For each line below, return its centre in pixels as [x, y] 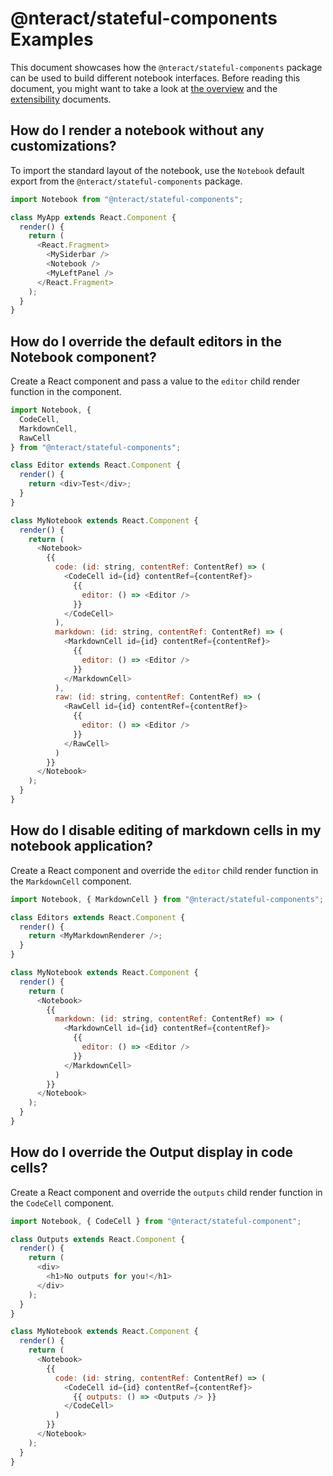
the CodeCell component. [62, 1203]
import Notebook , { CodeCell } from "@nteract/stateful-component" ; [156, 1221]
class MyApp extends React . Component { [93, 217]
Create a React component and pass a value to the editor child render [155, 381]
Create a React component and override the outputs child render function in [166, 1192]
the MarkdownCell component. [71, 881]
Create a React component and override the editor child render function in [164, 870]
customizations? [63, 146]
